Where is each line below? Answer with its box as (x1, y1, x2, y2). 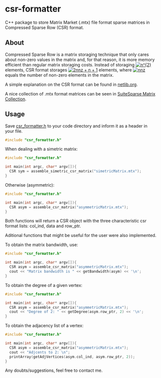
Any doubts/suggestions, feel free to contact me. (5, 367, 103, 374)
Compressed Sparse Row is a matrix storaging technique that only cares (5, 51, 149, 57)
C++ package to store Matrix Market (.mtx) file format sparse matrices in (5, 19, 150, 25)
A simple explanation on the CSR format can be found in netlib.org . (5, 81, 138, 87)
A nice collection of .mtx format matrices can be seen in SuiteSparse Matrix (5, 91, 156, 96)
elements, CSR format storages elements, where (5, 67, 132, 73)
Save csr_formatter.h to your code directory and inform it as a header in (5, 123, 147, 129)
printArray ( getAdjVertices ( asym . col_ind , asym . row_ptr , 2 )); (9, 354, 135, 359)
